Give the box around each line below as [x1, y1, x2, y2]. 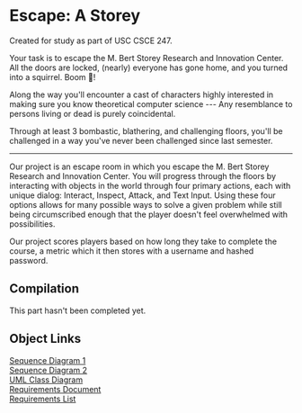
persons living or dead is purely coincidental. [9, 108, 176, 119]
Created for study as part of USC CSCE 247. [9, 35, 173, 46]
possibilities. [9, 218, 56, 229]
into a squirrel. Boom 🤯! [9, 71, 96, 82]
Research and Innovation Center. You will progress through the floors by [9, 170, 277, 181]
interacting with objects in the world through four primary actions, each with [9, 180, 291, 191]
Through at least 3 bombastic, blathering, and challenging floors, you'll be [9, 125, 283, 136]
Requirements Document [9, 383, 102, 394]
